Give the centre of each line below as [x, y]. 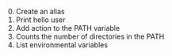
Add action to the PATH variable [68, 28]
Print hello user [40, 20]
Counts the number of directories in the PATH [90, 36]
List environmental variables [62, 45]
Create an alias [40, 11]
